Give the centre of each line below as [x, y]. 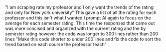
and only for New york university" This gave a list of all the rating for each [81, 12]
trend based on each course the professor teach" [56, 44]
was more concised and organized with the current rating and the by [76, 28]
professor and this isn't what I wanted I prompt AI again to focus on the [78, 18]
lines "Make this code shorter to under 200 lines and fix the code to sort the [83, 39]
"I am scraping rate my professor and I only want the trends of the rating [80, 7]
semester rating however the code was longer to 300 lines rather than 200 [82, 34]
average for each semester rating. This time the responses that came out [80, 23]
